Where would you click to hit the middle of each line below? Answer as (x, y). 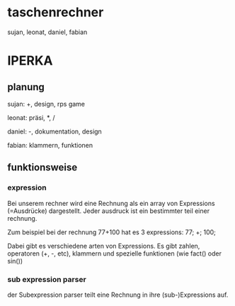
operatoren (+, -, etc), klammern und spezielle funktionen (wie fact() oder (114, 253)
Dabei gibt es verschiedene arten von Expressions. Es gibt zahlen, (104, 246)
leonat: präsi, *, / (31, 117)
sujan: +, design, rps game (46, 104)
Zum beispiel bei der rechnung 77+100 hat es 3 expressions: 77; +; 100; (111, 232)
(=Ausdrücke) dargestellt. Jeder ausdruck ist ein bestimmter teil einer (109, 211)
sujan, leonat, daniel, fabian (47, 32)
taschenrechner (56, 12)
